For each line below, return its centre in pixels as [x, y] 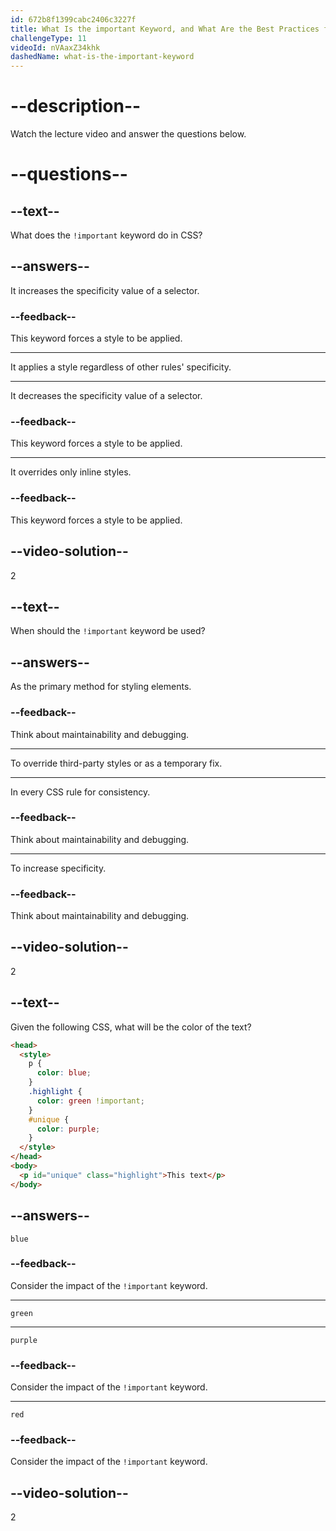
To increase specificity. [58, 868]
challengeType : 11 [48, 38]
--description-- [76, 106]
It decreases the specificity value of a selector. [106, 396]
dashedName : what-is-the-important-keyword [102, 57]
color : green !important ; [90, 1101]
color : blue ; [64, 1073]
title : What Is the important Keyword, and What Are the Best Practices [165, 29]
